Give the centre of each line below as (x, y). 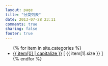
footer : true (19, 34)
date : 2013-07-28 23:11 (31, 19)
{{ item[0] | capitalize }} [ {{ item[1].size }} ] (58, 53)
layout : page (19, 10)
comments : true (21, 24)
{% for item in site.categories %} (47, 48)
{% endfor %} (27, 59)
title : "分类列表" (23, 15)
